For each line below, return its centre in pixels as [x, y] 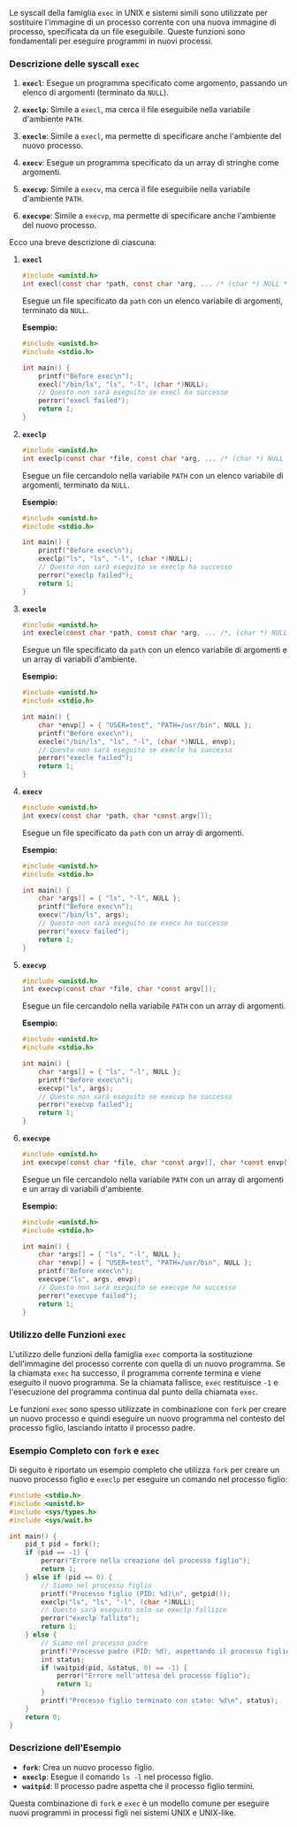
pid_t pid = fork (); [63, 1544]
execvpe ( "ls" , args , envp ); [90, 1279]
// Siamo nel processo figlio [96, 1585]
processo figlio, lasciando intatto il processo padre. [103, 1427]
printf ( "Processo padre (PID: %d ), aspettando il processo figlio [166, 1651]
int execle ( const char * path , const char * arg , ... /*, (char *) [145, 633]
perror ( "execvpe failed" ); [88, 1295]
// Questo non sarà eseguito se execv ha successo [133, 924]
